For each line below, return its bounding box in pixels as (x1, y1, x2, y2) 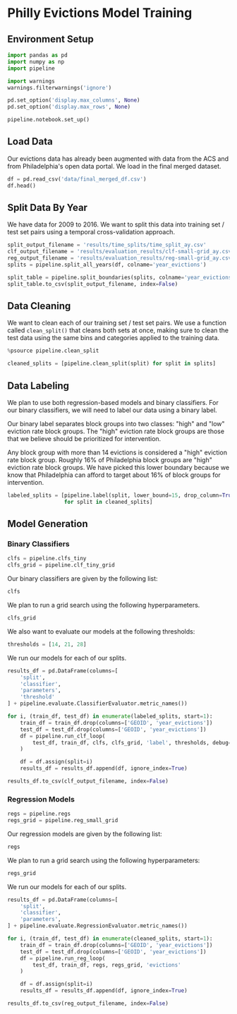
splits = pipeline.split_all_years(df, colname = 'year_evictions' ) (7, 261, 207, 268)
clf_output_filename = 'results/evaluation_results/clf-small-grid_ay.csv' (7, 248, 235, 255)
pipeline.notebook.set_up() (7, 116, 90, 123)
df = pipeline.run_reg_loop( (20, 955, 106, 962)
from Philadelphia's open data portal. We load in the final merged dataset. (7, 162, 221, 170)
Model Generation (7, 518, 88, 530)
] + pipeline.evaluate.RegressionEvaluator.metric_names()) (7, 922, 188, 929)
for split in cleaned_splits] (63, 498, 153, 505)
